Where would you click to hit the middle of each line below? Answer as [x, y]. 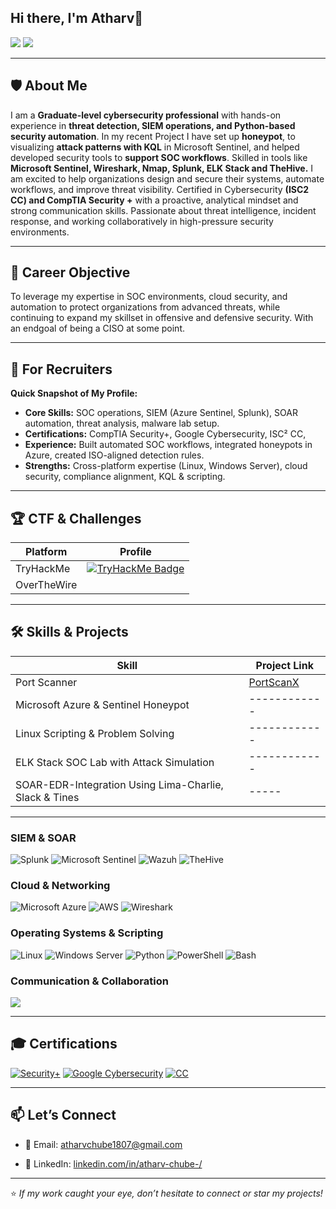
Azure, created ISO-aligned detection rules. [114, 455]
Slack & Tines [47, 797]
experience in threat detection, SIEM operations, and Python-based [153, 125]
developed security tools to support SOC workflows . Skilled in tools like [159, 157]
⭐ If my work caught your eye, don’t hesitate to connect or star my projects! [166, 1193]
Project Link [284, 665]
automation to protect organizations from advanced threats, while [145, 307]
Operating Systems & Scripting [87, 933]
